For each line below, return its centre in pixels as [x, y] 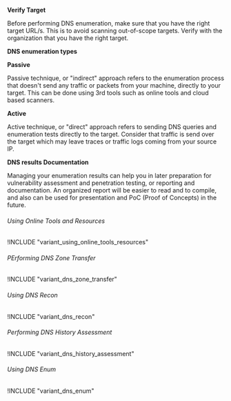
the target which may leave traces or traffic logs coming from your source [112, 141]
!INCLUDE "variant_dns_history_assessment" [71, 353]
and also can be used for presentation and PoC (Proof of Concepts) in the [112, 197]
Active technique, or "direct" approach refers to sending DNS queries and [112, 127]
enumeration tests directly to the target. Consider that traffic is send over [111, 134]
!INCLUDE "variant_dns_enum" [51, 391]
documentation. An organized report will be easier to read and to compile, [112, 190]
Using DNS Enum [32, 369]
